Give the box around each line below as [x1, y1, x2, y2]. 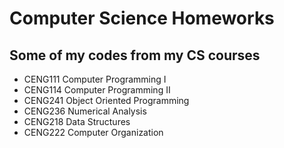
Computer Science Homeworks [9, 7, 275, 30]
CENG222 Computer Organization [23, 127, 164, 138]
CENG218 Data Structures [23, 116, 131, 127]
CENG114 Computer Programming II [23, 84, 171, 96]
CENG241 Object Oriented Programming [23, 95, 190, 106]
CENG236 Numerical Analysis [23, 105, 147, 117]
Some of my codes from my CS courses [9, 47, 261, 64]
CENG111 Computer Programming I [23, 73, 167, 85]
